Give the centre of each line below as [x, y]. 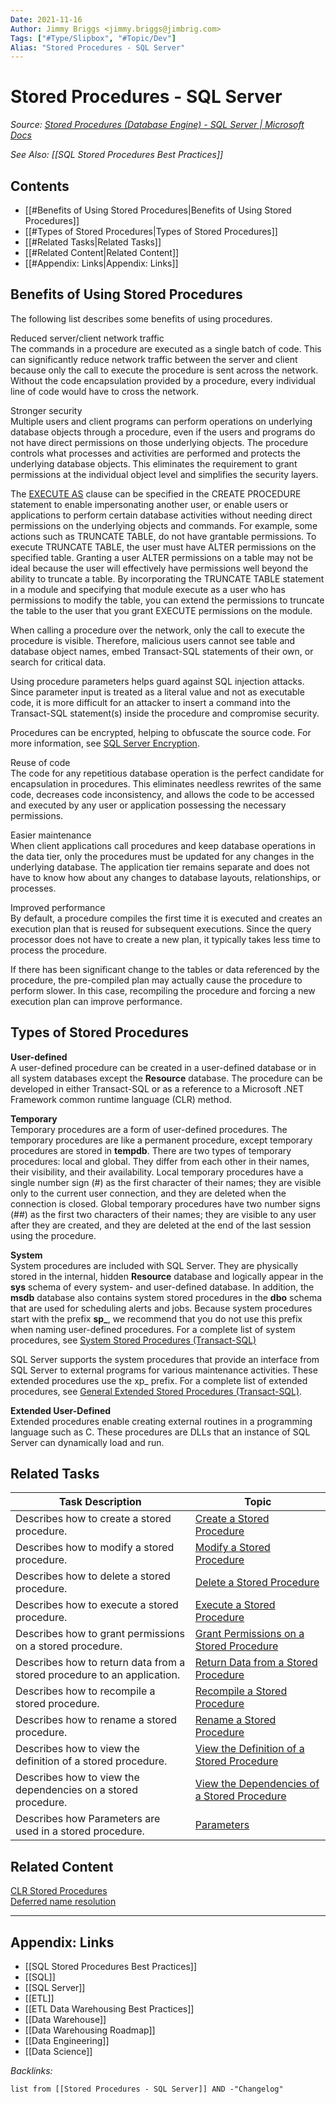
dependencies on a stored [76, 1790]
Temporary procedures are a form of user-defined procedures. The [149, 1129]
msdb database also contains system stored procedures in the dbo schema [166, 1297]
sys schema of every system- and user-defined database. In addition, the [162, 1287]
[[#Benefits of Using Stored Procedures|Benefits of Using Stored [158, 210]
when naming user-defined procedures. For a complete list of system [153, 1329]
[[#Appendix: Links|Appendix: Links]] [101, 263]
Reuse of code [40, 762]
